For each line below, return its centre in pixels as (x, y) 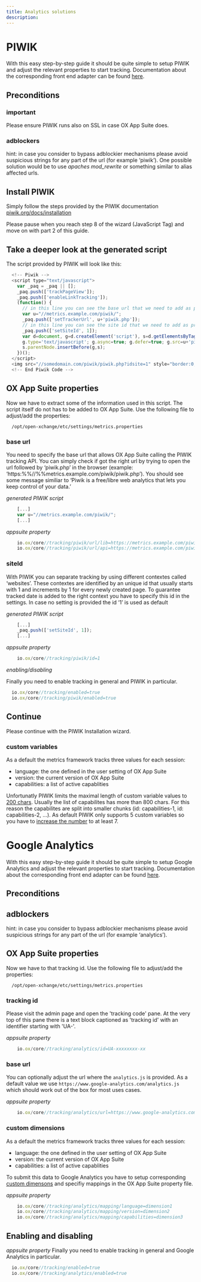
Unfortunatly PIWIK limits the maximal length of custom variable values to (97, 796)
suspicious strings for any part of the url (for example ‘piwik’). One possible (99, 160)
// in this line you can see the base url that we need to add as (106, 309)
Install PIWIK (31, 192)
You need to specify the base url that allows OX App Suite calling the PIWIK (99, 455)
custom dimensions (36, 1128)
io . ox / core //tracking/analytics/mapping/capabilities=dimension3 (100, 1217)
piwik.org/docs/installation (39, 213)
